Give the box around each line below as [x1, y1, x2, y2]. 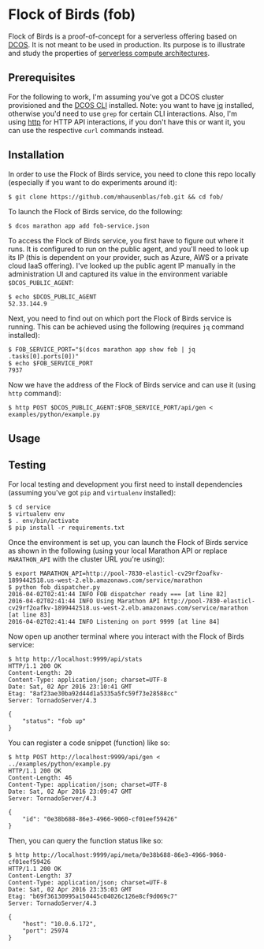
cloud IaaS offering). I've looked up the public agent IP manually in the [8, 261, 236, 270]
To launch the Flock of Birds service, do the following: [8, 206, 184, 216]
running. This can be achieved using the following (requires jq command [8, 321, 244, 332]
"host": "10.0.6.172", [22, 920, 97, 928]
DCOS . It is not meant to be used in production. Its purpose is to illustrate [8, 39, 246, 49]
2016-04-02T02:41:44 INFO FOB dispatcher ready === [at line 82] [8, 590, 227, 598]
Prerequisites [8, 71, 76, 84]
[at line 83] [8, 610, 51, 619]
